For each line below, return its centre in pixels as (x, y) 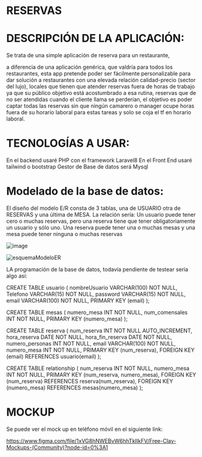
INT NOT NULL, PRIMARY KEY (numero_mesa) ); (67, 319)
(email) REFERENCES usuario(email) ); (54, 356)
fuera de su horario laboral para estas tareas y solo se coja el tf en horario (99, 113)
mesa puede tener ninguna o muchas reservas (65, 234)
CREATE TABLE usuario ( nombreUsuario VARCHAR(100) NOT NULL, (92, 288)
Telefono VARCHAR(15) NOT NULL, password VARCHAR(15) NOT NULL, (96, 294)
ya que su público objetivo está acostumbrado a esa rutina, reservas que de (101, 93)
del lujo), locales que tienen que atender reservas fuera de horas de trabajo (101, 86)
